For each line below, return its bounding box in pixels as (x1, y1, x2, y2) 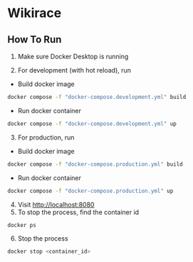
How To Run (7, 33, 62, 46)
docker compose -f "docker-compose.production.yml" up (7, 187, 174, 194)
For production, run (17, 133, 75, 142)
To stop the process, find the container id (17, 208, 140, 216)
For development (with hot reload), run (17, 66, 132, 74)
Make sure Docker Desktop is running (17, 52, 129, 61)
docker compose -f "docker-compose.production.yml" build (7, 160, 183, 168)
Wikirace (7, 5, 62, 21)
